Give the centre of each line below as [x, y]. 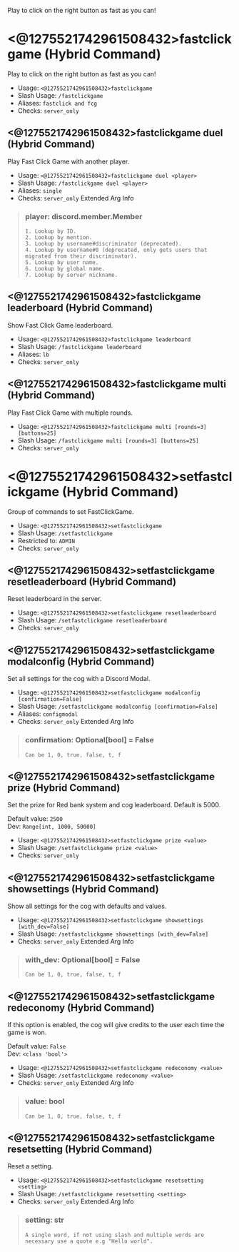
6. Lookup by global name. [65, 269]
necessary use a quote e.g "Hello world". [89, 1241]
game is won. [27, 1033]
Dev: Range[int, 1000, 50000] [52, 827]
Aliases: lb [34, 354]
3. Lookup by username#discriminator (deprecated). [103, 244]
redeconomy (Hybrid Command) [81, 1008]
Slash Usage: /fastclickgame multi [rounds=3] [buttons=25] [108, 440]
